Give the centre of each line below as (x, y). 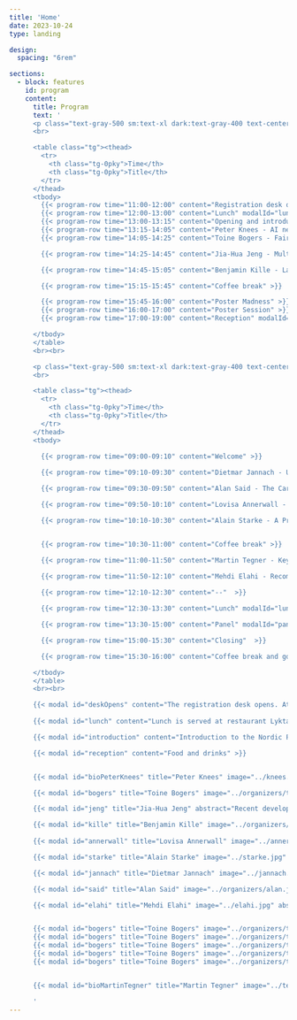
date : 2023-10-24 (41, 26)
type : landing (35, 34)
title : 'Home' (35, 17)
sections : (27, 74)
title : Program (61, 107)
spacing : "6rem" (47, 58)
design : (23, 50)
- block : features (51, 82)
